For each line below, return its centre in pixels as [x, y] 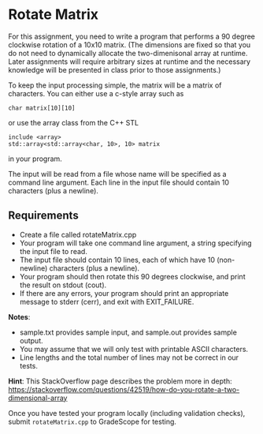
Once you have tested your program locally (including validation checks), [127, 413]
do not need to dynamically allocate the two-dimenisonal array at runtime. [128, 53]
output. [31, 340]
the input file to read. [54, 251]
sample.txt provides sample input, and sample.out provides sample [128, 332]
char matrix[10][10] [42, 108]
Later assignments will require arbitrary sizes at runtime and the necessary [129, 62]
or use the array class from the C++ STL [74, 122]
